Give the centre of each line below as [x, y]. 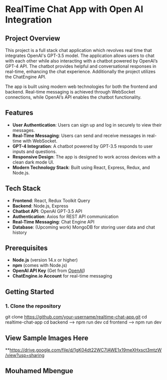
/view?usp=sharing [25, 355]
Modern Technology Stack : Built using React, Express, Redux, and [81, 167]
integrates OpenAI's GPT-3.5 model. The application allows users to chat [80, 55]
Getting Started [30, 292]
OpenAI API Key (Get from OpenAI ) [49, 270]
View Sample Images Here [47, 338]
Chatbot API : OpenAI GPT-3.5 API [47, 211]
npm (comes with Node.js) [40, 265]
